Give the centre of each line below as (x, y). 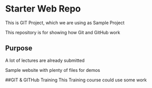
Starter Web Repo (43, 9)
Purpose (19, 48)
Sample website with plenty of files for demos (53, 70)
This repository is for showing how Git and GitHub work (63, 32)
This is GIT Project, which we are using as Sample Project (65, 23)
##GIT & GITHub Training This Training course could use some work (76, 80)
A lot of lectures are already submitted (45, 60)
